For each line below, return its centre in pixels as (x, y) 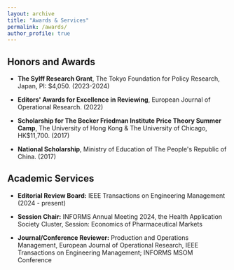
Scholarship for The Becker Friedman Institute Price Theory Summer (119, 121)
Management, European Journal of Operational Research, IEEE (108, 245)
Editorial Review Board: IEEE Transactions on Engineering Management (121, 195)
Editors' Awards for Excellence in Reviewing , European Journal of (114, 100)
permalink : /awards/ (37, 27)
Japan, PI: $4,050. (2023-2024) (63, 86)
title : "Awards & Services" (48, 20)
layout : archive (31, 14)
